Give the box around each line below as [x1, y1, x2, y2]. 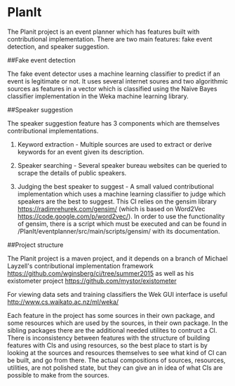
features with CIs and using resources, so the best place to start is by [7, 341, 208, 350]
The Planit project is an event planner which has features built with [7, 27, 200, 36]
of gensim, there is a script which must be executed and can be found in [17, 219, 227, 228]
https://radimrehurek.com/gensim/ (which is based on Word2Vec [17, 204, 206, 213]
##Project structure [7, 240, 64, 249]
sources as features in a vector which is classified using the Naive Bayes [7, 84, 217, 93]
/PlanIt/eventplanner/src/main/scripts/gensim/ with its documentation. [17, 227, 220, 235]
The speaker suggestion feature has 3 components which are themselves [7, 119, 220, 127]
